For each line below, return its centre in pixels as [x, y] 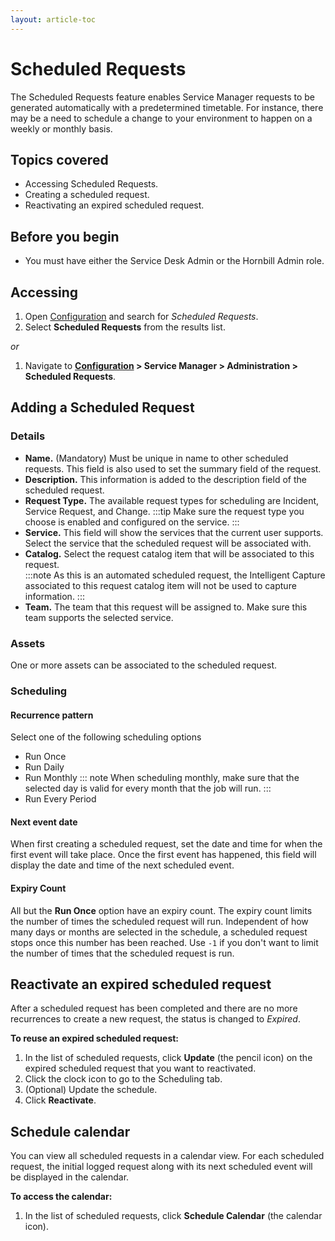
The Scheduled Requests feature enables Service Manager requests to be [163, 97]
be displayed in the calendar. [70, 1177]
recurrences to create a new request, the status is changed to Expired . [155, 1019]
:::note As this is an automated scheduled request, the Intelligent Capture [175, 575]
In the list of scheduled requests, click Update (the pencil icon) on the [168, 1058]
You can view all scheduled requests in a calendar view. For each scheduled [167, 1156]
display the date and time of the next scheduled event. [122, 865]
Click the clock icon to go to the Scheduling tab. [123, 1079]
